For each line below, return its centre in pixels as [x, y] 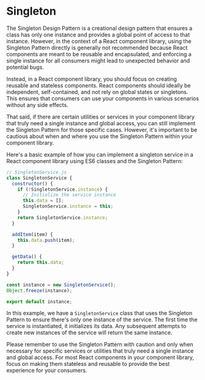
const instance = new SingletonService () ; [61, 285]
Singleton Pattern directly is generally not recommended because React [97, 48]
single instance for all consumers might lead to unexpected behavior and [98, 60]
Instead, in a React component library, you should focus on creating [92, 79]
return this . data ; [41, 263]
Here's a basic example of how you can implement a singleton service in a [100, 155]
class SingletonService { [39, 178]
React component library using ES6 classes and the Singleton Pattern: [95, 161]
